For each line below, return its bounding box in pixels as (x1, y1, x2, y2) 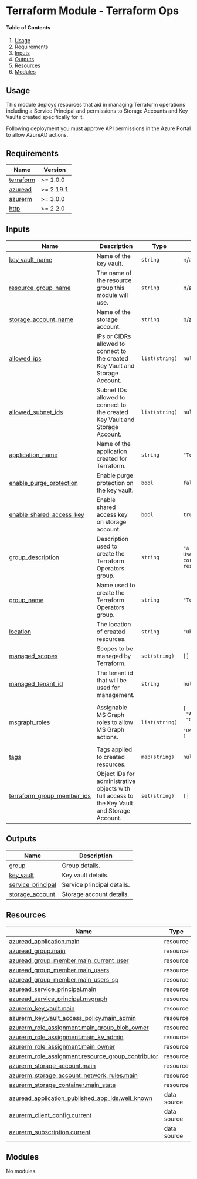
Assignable (96, 703, 128, 711)
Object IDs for (96, 770, 135, 778)
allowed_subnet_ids (9, 408, 63, 416)
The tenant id (96, 669, 133, 677)
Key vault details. (62, 871, 109, 879)
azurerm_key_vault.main (9, 1005, 75, 1013)
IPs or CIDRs (96, 332, 131, 340)
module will (96, 290, 128, 299)
